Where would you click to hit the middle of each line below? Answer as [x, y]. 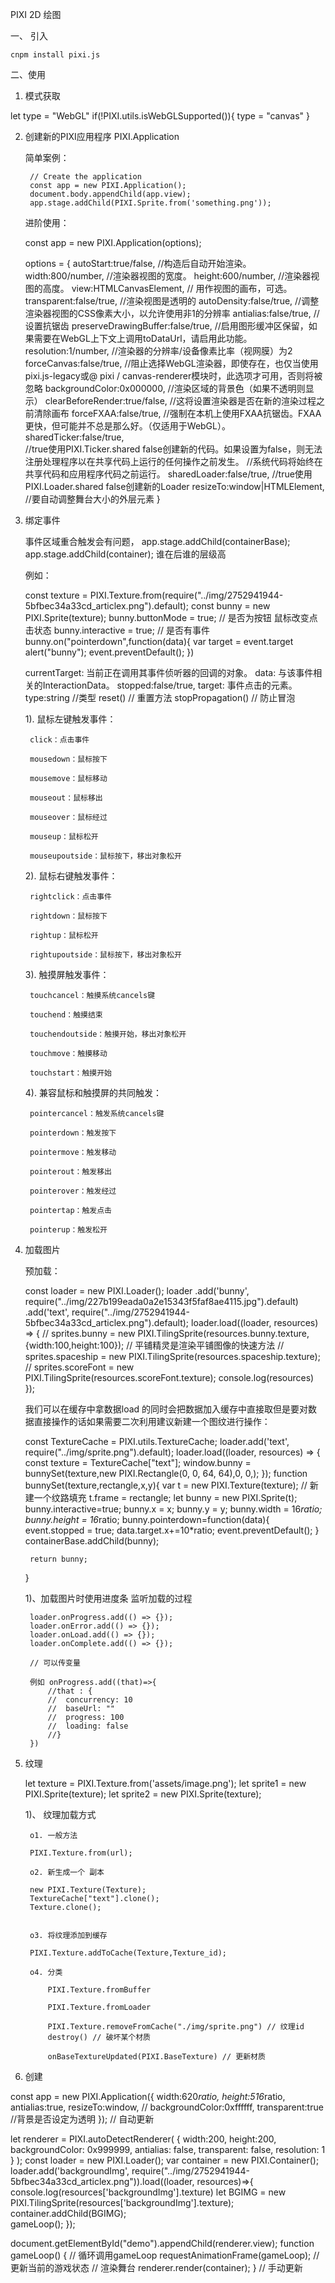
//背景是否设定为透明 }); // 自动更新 [82, 2119]
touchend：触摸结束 [66, 1015]
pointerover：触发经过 [73, 1191]
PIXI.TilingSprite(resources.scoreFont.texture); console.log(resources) [169, 1377]
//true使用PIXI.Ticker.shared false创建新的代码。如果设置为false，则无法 [173, 449]
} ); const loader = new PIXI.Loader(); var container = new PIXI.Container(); [165, 2160]
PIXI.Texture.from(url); [81, 1853]
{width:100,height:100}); [74, 1345]
